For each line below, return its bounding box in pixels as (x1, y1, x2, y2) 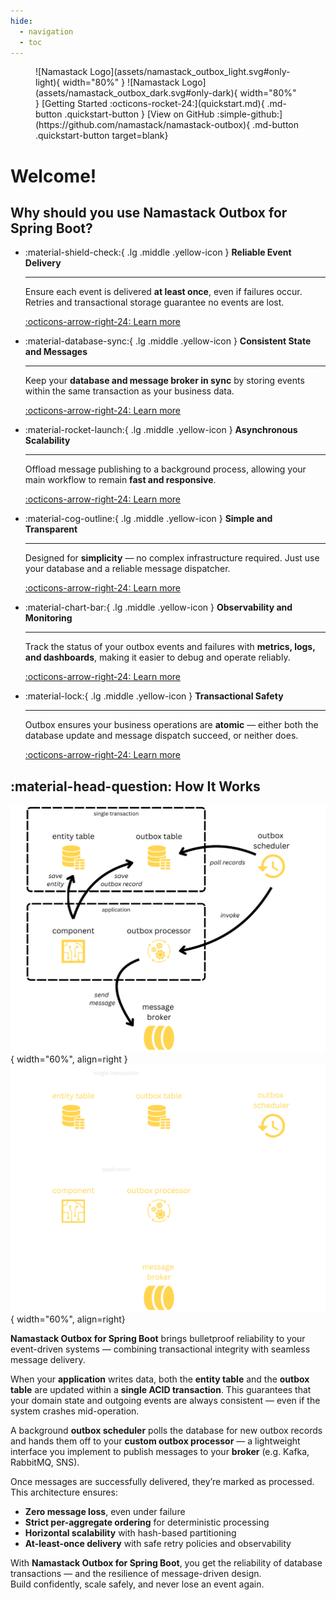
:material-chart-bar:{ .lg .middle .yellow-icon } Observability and (24, 601, 293, 614)
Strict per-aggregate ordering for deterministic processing (24, 1516, 270, 1528)
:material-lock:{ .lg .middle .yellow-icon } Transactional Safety (24, 690, 284, 702)
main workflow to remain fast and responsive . (24, 474, 217, 486)
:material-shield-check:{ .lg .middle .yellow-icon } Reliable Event (24, 246, 292, 259)
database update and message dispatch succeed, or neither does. (24, 730, 299, 742)
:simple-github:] (216, 108, 283, 120)
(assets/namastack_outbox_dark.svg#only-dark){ (35, 87, 238, 99)
